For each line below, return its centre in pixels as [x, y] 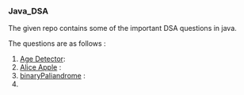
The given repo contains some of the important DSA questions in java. [123, 28]
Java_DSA [29, 11]
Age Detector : [42, 59]
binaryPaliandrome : [52, 76]
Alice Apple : [40, 67]
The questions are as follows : [57, 44]
